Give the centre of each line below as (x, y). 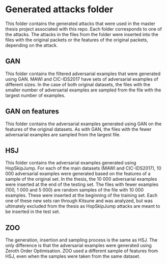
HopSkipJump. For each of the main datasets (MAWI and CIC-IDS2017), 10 (83, 168)
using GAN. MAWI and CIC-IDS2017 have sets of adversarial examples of (82, 79)
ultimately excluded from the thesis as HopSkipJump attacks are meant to (83, 206)
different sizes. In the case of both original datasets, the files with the (78, 84)
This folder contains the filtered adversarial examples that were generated (83, 74)
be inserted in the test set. (33, 212)
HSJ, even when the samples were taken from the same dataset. (73, 256)
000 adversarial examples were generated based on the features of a (78, 174)
